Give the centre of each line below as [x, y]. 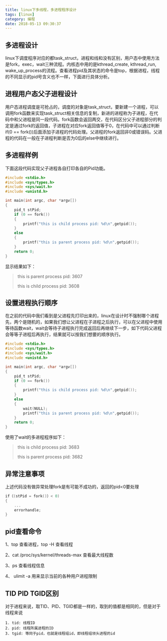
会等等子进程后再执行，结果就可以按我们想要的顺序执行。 [64, 334]
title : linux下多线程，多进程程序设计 [41, 10]
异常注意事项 [25, 474]
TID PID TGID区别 [32, 593]
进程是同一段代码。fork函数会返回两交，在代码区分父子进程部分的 [90, 119]
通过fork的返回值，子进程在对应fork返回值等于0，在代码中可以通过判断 [87, 126]
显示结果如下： [20, 266]
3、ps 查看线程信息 [25, 566]
